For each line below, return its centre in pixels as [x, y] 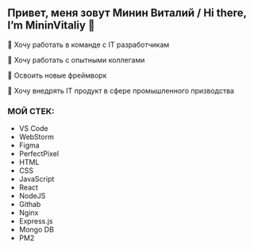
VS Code [33, 128]
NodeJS [32, 196]
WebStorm [37, 137]
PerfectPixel [39, 154]
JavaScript [37, 179]
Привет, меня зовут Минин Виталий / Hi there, [127, 13]
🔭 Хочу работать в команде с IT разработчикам [89, 44]
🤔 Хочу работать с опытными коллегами [76, 59]
